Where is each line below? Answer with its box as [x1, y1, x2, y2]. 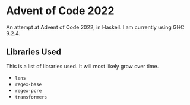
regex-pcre [14, 87, 42, 94]
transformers [14, 94, 47, 100]
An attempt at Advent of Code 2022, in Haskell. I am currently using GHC [6, 24, 185, 31]
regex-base [14, 81, 42, 87]
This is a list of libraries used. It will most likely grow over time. [6, 63, 159, 70]
